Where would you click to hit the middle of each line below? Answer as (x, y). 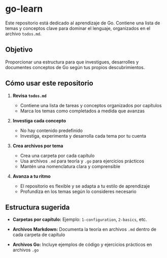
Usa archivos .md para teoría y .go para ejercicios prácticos (82, 161)
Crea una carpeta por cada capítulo (57, 155)
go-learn (24, 9)
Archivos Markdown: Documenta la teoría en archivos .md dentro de (84, 230)
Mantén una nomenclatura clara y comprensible (70, 166)
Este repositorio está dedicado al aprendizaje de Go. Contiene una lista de (83, 23)
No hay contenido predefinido (51, 131)
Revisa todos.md (29, 95)
